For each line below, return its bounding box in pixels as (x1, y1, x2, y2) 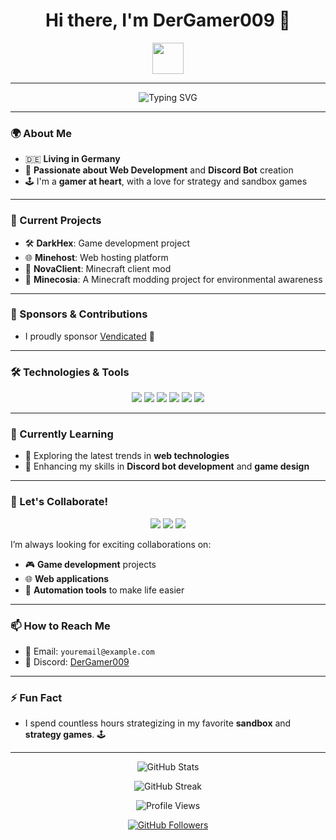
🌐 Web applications (24, 572, 110, 584)
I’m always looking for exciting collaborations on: (10, 538, 212, 550)
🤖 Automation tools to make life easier (24, 584, 185, 596)
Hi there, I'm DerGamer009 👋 (45, 9, 291, 32)
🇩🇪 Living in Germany (24, 153, 121, 165)
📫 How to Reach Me (10, 619, 111, 633)
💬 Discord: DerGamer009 (24, 656, 130, 668)
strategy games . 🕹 (24, 729, 107, 741)
